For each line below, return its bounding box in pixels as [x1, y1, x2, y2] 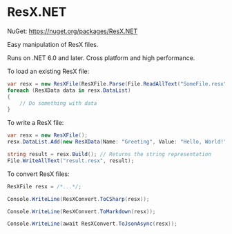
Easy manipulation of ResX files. [7, 40, 99, 48]
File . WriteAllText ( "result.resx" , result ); [7, 157, 135, 164]
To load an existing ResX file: [7, 67, 90, 75]
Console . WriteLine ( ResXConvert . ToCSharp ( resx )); [7, 195, 150, 202]
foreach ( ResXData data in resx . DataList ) [7, 87, 131, 94]
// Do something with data [19, 99, 97, 107]
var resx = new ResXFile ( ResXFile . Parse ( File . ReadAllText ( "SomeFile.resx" [7, 80, 227, 87]
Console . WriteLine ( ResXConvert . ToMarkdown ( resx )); [7, 208, 156, 215]
